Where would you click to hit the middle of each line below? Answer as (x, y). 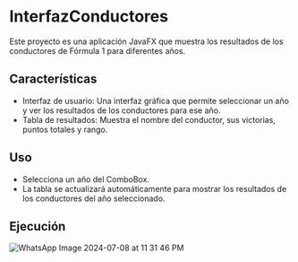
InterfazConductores (89, 17)
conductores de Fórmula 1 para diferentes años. (98, 50)
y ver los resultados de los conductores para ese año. (121, 110)
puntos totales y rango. (65, 129)
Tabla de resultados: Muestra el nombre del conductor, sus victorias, (149, 119)
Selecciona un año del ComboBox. (86, 179)
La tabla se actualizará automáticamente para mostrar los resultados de (154, 188)
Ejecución (38, 226)
